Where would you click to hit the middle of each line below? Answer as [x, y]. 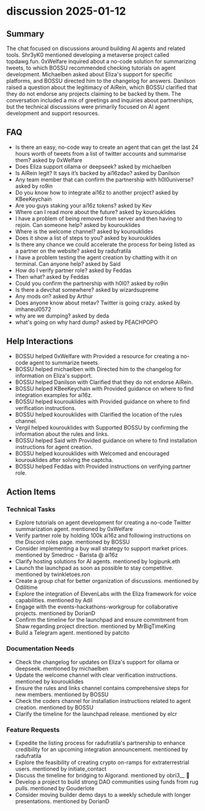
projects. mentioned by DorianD [55, 613]
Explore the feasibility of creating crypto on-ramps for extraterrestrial [102, 762]
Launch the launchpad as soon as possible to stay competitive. [94, 568]
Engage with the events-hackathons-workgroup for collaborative [96, 607]
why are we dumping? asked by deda [62, 315]
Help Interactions [40, 341]
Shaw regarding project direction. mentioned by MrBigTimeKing [95, 626]
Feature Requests [33, 729]
